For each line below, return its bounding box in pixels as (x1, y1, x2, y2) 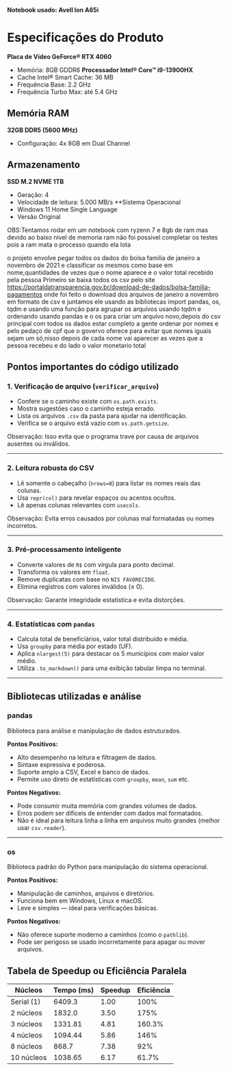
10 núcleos (10, 1052, 47, 1062)
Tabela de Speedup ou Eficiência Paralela (7, 965, 187, 977)
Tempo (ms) (53, 985, 94, 995)
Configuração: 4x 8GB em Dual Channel (16, 139, 130, 147)
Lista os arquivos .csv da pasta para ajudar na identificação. (16, 412, 188, 420)
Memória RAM (7, 108, 70, 119)
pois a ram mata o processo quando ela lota (7, 240, 131, 249)
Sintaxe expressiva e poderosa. (16, 760, 106, 768)
